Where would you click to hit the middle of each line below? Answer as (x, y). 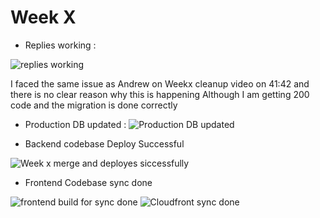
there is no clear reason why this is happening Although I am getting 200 (160, 94)
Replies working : (60, 45)
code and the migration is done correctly (94, 105)
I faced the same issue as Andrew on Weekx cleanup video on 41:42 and (160, 83)
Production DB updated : (75, 124)
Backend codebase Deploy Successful (104, 143)
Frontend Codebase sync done (88, 182)
